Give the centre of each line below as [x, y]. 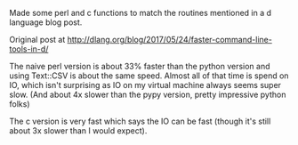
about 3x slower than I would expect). [78, 131]
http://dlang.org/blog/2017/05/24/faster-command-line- [170, 40]
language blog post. [46, 22]
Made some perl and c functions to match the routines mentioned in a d [141, 13]
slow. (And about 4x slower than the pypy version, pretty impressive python [148, 94]
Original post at [37, 40]
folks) [20, 104]
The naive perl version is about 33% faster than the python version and [140, 66]
